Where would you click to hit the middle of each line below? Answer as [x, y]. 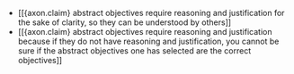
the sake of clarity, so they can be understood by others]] [125, 22]
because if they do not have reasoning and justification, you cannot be [148, 41]
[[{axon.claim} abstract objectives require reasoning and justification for [151, 13]
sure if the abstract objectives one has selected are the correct [134, 51]
